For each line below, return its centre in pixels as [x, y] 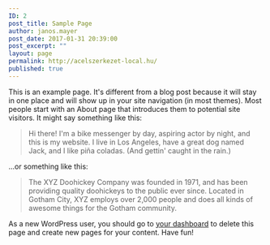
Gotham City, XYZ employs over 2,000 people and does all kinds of [141, 199]
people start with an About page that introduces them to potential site [124, 109]
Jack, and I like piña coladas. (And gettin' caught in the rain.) [129, 150]
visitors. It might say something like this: [75, 118]
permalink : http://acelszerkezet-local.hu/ [83, 62]
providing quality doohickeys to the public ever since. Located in [136, 191]
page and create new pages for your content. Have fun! [101, 232]
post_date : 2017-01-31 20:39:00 [63, 39]
